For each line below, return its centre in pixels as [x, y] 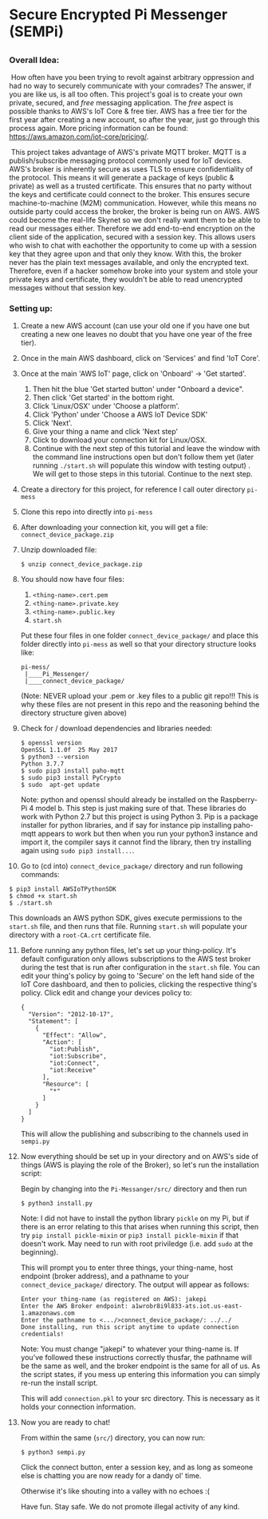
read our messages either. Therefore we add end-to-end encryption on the [132, 228]
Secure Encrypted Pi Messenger [118, 15]
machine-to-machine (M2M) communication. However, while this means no [133, 203]
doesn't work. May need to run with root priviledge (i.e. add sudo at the [137, 1244]
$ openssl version [51, 743]
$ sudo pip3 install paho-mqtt [73, 771]
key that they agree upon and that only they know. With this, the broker [126, 254]
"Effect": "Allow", [74, 1035]
